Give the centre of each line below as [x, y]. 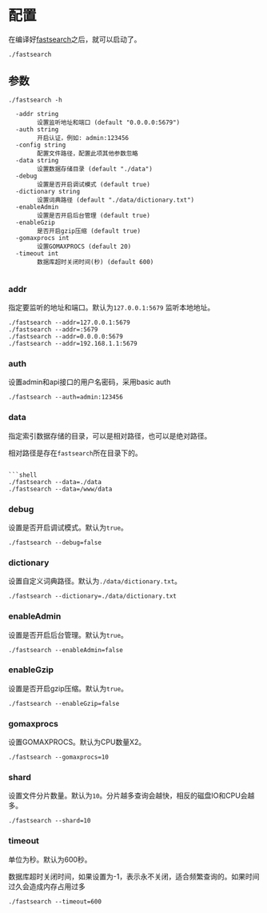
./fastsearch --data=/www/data [60, 489]
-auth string [37, 129]
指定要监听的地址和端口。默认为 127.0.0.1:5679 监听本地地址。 [112, 307]
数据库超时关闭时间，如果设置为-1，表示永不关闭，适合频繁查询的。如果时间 [134, 876]
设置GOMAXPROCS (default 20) [84, 246]
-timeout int [37, 253]
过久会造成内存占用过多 [47, 886]
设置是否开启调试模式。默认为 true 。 [68, 527]
